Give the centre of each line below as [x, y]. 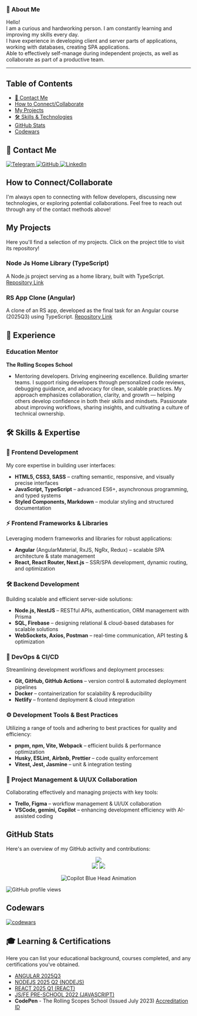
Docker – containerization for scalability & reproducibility [83, 693]
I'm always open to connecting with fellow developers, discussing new [91, 197]
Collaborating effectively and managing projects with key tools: [82, 792]
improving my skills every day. [43, 35]
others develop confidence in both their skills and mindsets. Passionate [101, 401]
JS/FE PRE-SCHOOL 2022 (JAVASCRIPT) [64, 995]
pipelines [26, 688]
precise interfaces [36, 483]
